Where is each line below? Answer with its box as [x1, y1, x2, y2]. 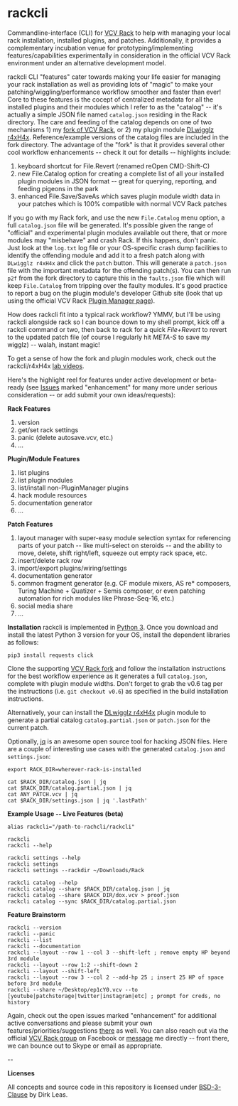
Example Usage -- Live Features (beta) [7, 809, 124, 818]
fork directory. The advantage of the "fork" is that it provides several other [7, 140, 225, 149]
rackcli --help [7, 842, 53, 849]
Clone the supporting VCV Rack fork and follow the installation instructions [7, 664, 226, 672]
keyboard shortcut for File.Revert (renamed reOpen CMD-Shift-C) [17, 161, 210, 170]
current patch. [7, 723, 50, 731]
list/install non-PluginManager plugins [17, 483, 129, 492]
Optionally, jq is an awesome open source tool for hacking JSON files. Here [7, 737, 227, 746]
